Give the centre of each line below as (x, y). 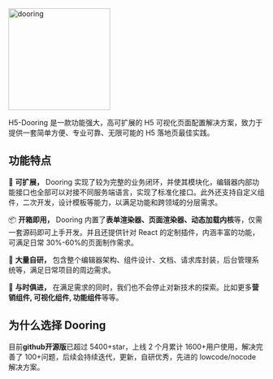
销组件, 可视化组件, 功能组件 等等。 (66, 297)
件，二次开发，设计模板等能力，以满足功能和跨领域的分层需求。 (115, 202)
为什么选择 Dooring (57, 326)
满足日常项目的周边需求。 (72, 270)
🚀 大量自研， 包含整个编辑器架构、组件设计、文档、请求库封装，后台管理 (130, 259)
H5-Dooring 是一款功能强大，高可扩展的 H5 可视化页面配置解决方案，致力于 (136, 122)
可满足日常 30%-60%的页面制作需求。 (73, 242)
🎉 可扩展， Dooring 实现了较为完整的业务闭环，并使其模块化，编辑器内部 (130, 181)
